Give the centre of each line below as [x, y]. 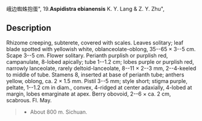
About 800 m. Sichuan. [58, 112]
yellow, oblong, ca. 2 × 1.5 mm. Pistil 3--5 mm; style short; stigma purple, [97, 81]
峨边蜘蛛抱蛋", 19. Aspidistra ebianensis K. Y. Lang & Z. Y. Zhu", [85, 9]
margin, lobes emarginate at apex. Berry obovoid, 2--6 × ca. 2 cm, [89, 94]
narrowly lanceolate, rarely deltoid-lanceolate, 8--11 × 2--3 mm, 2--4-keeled [101, 68]
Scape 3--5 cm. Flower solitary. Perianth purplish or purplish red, [87, 55]
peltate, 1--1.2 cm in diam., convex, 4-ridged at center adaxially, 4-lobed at [99, 87]
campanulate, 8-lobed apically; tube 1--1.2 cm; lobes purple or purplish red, [100, 61]
